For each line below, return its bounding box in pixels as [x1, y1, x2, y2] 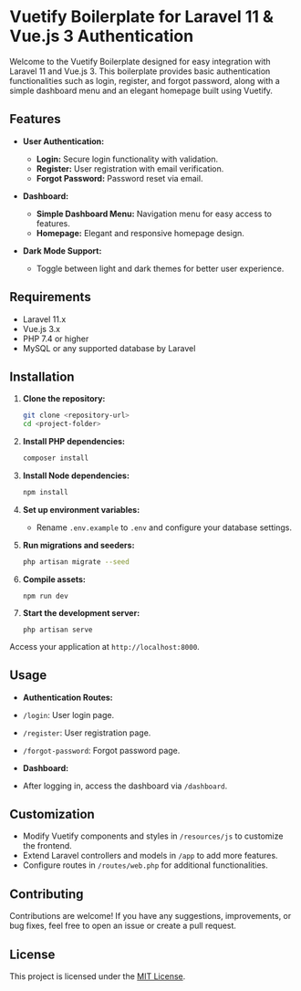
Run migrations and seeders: [22, 539, 135, 550]
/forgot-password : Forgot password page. [22, 745, 181, 756]
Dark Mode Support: [22, 245, 102, 256]
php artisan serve [22, 625, 93, 634]
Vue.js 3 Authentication [9, 26, 194, 47]
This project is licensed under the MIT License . [9, 971, 186, 982]
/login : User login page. [22, 709, 115, 720]
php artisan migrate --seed [22, 557, 130, 567]
